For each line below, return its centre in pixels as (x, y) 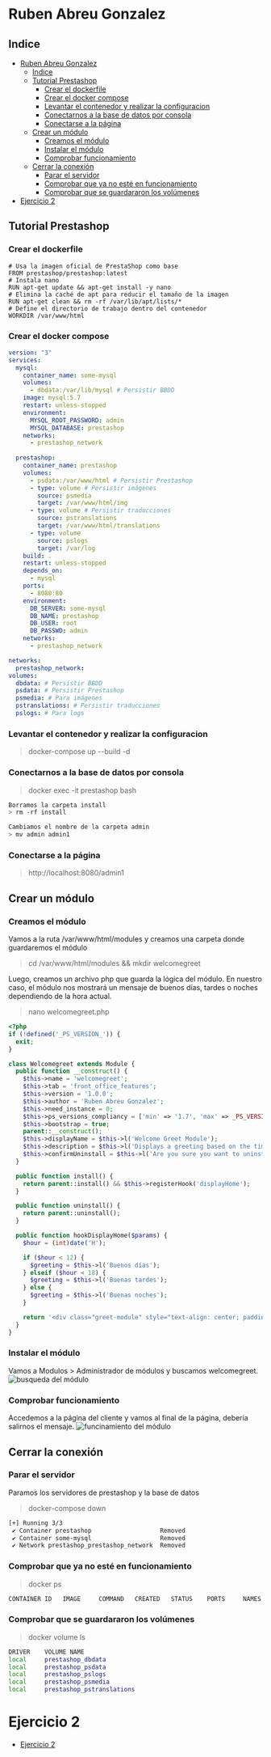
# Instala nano (34, 280)
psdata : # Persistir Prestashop (70, 691)
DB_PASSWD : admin (59, 631)
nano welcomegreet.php (69, 1012)
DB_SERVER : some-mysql (68, 608)
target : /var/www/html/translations (99, 526)
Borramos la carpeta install (57, 805)
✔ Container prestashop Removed (98, 1530)
